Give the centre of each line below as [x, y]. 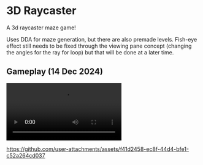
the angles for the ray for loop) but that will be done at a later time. [90, 52]
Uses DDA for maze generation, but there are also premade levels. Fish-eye [102, 39]
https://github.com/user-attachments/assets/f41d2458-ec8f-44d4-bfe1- [98, 149]
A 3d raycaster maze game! [41, 28]
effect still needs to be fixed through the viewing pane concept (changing [99, 46]
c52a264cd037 [26, 155]
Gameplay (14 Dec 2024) [55, 72]
